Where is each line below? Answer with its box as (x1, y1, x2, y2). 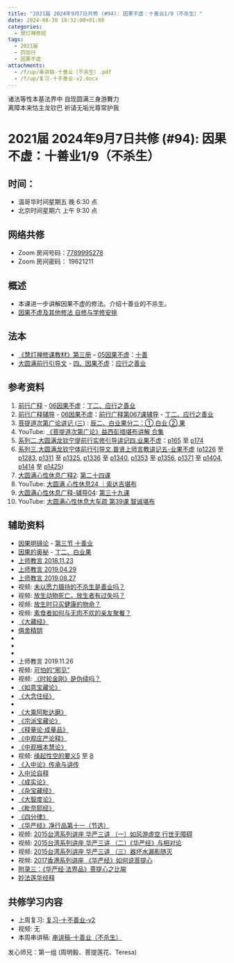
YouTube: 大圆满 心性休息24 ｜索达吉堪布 (17, 479, 137, 488)
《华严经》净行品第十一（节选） (17, 822, 110, 830)
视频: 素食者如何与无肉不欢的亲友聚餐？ (17, 609, 131, 617)
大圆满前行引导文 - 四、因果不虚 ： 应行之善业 (17, 359, 147, 367)
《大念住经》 (17, 692, 55, 700)
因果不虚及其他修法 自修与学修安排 (17, 308, 117, 316)
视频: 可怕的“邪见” (17, 666, 70, 675)
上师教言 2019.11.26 (17, 657, 74, 665)
